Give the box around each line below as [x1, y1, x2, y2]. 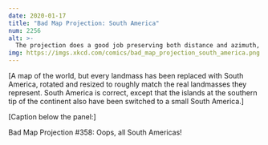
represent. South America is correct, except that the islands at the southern [8, 88, 258, 97]
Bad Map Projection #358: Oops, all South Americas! [8, 127, 182, 137]
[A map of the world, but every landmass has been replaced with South [8, 71, 244, 80]
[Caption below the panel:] [8, 112, 96, 121]
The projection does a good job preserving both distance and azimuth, [15, 42, 261, 50]
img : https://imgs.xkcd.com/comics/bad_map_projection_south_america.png [8, 49, 261, 57]
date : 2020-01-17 [8, 11, 67, 20]
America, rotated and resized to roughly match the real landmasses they [8, 79, 247, 89]
